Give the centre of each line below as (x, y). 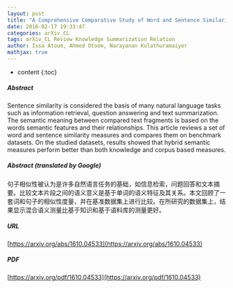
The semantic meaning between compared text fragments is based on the (113, 120)
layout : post (26, 14)
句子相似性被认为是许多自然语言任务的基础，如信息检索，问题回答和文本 (110, 184)
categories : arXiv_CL (38, 33)
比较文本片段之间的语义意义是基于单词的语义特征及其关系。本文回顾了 (119, 192)
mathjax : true (28, 53)
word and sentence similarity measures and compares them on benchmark (114, 135)
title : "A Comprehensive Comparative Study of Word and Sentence (103, 20)
